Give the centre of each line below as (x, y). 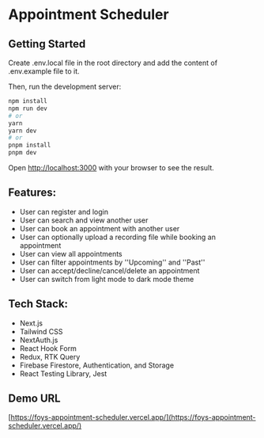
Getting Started (47, 44)
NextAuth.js (39, 340)
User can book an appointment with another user (100, 228)
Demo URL (34, 399)
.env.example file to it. (44, 71)
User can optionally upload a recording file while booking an (117, 237)
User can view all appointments (71, 253)
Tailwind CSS (41, 331)
